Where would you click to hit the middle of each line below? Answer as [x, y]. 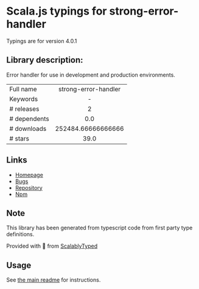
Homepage [29, 175]
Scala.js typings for [57, 11]
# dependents [30, 119]
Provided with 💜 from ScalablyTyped [52, 246]
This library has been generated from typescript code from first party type [100, 228]
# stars [19, 138]
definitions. [20, 234]
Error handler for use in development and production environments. [91, 75]
